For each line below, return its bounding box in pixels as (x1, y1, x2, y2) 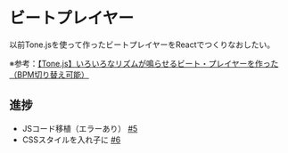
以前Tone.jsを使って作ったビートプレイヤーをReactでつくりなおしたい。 (9, 39, 276, 50)
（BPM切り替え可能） (9, 68, 89, 80)
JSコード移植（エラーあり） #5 (21, 123, 138, 133)
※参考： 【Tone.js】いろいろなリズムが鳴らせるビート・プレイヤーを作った (9, 58, 279, 68)
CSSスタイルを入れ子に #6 (21, 134, 121, 145)
